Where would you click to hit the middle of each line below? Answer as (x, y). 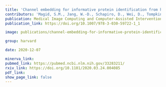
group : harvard (21, 41)
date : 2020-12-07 (23, 50)
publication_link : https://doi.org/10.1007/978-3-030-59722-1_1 (73, 23)
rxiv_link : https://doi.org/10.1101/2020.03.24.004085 (63, 68)
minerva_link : (20, 59)
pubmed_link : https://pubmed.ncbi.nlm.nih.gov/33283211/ (65, 63)
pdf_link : (15, 72)
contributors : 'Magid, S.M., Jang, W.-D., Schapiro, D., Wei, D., (75, 14)
